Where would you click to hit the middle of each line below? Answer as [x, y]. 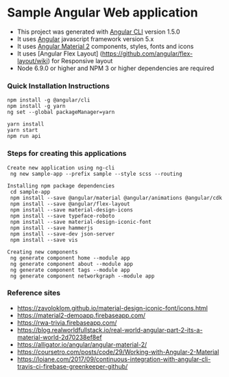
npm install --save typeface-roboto [62, 216]
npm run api [24, 136]
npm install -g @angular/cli [49, 100]
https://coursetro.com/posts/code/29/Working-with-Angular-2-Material [118, 352]
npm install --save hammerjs [52, 228]
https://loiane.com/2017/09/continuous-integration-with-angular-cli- [114, 359]
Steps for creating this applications [67, 154]
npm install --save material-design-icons [72, 210]
